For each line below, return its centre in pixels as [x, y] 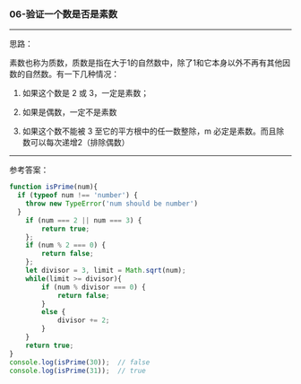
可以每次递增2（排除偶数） [80, 143]
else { [54, 312]
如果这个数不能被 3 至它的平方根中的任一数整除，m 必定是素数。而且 [149, 131]
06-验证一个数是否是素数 [64, 13]
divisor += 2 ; [83, 320]
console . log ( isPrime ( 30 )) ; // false [80, 362]
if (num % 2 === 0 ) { [65, 245]
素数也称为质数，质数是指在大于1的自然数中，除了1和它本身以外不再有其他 [146, 63]
